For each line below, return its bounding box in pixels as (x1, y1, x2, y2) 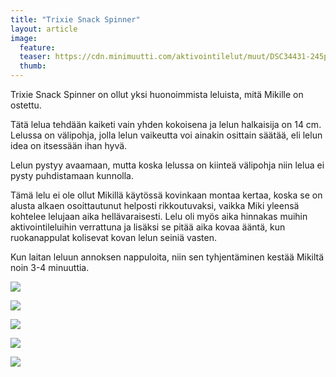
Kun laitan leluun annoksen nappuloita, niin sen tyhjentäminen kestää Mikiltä (10, 251, 325, 263)
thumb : (19, 61, 47, 71)
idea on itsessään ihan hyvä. (10, 140, 128, 151)
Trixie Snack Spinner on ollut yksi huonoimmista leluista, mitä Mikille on (10, 89, 304, 100)
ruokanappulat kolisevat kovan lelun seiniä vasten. (10, 232, 217, 243)
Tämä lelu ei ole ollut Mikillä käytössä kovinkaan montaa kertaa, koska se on (10, 189, 323, 201)
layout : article (10, 24, 78, 34)
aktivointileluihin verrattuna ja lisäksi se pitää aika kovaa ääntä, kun (10, 221, 286, 233)
